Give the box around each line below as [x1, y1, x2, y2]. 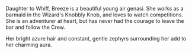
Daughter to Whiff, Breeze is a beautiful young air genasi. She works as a [5, 5, 184, 12]
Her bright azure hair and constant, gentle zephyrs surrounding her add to [5, 35, 187, 42]
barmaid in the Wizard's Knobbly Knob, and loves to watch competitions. [5, 11, 184, 18]
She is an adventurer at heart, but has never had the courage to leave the [5, 18, 184, 24]
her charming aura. [5, 41, 53, 48]
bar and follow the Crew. [5, 23, 66, 31]
